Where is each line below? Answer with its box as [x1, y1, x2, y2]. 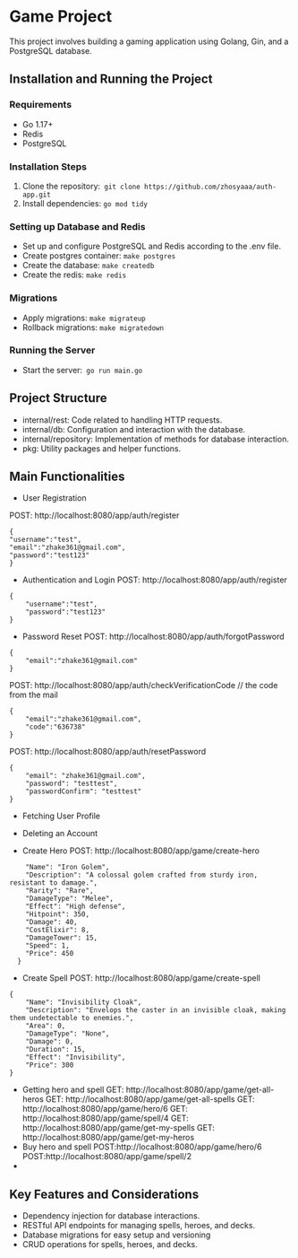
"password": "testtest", [25, 779, 118, 789]
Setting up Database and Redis [9, 220, 146, 232]
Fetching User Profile [21, 810, 101, 822]
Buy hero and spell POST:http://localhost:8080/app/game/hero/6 [21, 1141, 262, 1152]
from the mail [9, 689, 58, 701]
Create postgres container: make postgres [21, 250, 176, 261]
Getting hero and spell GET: [21, 1084, 124, 1096]
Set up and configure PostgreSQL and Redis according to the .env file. [21, 240, 282, 252]
